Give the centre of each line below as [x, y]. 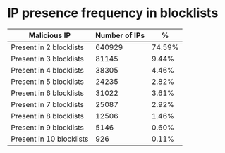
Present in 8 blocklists [48, 116]
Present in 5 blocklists [48, 81]
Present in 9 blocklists [48, 127]
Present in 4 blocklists [48, 70]
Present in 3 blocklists [48, 59]
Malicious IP [50, 35]
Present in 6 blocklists [48, 93]
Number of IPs [120, 35]
